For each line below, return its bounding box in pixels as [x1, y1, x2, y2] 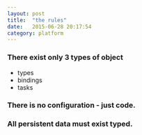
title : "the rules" [7, 17, 68, 24]
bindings [17, 76, 43, 84]
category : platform [7, 29, 64, 37]
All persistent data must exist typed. [7, 119, 133, 129]
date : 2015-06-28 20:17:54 [7, 23, 92, 30]
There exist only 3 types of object [7, 53, 123, 63]
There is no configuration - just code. [7, 100, 136, 110]
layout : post [7, 10, 45, 17]
